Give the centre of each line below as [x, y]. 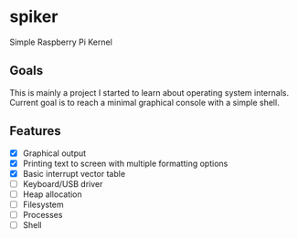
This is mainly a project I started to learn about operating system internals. [149, 92]
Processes [43, 214]
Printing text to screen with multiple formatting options [125, 163]
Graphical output [54, 153]
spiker [34, 17]
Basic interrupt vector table [74, 173]
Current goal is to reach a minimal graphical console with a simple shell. [145, 102]
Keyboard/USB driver [63, 183]
